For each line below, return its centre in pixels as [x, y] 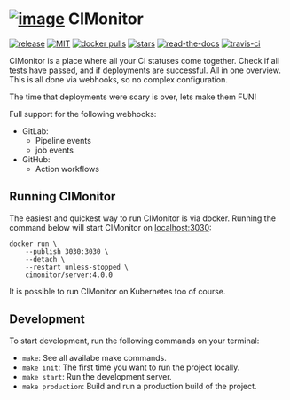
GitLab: [35, 131]
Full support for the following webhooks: [83, 114]
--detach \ [45, 259]
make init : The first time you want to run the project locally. [131, 367]
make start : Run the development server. [97, 376]
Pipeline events [63, 140]
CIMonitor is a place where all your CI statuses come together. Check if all [144, 60]
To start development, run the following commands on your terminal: [134, 341]
